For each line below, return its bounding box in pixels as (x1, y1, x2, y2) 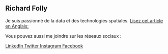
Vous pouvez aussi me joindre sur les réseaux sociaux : (5, 33, 122, 39)
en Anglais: (5, 23, 29, 29)
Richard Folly (5, 4, 48, 13)
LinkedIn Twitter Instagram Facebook (5, 43, 83, 49)
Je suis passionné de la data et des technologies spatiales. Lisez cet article (5, 17, 163, 23)
